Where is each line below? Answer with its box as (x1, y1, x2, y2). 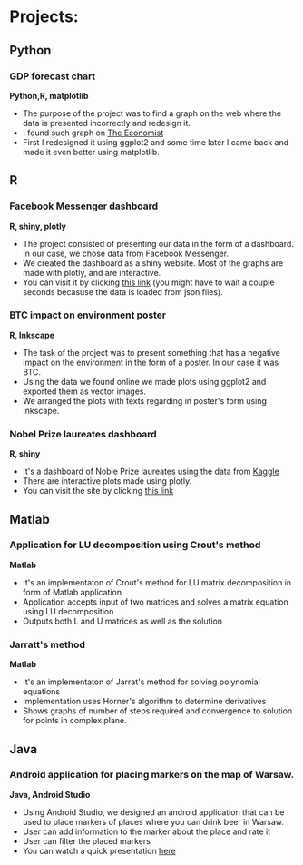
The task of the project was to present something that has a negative (22, 347, 281, 358)
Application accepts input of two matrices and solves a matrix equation (22, 596, 288, 607)
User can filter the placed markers (22, 835, 151, 846)
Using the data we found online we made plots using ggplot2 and (22, 376, 267, 387)
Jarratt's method (9, 638, 86, 651)
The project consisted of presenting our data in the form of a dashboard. (22, 238, 295, 249)
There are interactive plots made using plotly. (22, 476, 192, 487)
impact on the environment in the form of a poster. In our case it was (22, 357, 279, 368)
